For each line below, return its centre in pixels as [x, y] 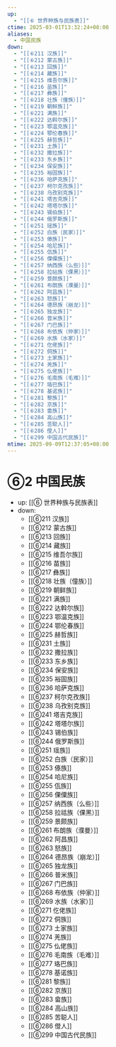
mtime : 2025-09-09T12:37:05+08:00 [58, 444]
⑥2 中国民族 [46, 482]
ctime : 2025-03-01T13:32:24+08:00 [58, 27]
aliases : [20, 34]
